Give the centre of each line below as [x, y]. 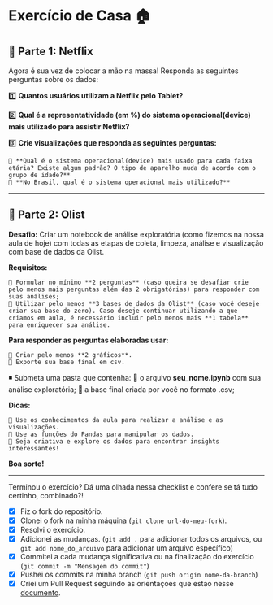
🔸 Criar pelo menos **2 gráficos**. [70, 355]
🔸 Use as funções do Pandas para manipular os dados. [102, 434]
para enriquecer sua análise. [60, 325]
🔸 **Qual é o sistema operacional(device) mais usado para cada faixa [130, 161]
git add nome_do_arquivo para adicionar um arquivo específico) [127, 548]
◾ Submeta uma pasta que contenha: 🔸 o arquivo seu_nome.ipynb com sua [135, 377]
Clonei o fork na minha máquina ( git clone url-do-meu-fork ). [123, 520]
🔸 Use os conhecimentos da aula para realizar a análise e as [116, 420]
